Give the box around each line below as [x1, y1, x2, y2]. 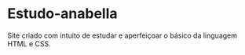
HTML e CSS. [7, 38, 52, 48]
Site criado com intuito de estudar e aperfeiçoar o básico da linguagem [7, 31, 237, 40]
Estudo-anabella [7, 5, 118, 23]
